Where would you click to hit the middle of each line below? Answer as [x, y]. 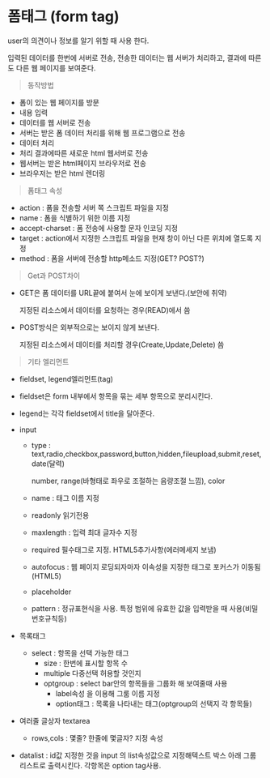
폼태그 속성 [45, 190]
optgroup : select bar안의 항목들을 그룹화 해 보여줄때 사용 [135, 683]
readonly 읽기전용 [60, 515]
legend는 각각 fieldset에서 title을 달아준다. [87, 413]
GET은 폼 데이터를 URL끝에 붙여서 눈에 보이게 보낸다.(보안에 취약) [123, 293]
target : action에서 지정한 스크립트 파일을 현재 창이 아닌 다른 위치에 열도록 [136, 238]
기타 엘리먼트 [48, 361]
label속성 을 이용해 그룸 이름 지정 [108, 693]
